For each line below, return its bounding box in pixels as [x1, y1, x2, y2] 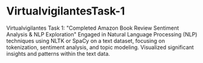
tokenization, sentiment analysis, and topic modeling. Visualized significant [6, 44, 194, 51]
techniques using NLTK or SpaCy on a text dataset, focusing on [6, 37, 165, 44]
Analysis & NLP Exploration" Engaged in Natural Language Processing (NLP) [6, 30, 198, 38]
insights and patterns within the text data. [6, 50, 111, 57]
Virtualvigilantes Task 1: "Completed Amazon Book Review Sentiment [6, 24, 179, 31]
